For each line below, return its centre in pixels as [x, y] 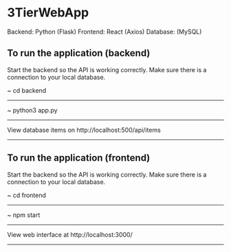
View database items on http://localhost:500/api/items [84, 130]
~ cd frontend [27, 195]
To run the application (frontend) [79, 158]
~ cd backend [27, 90]
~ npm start [24, 215]
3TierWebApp [48, 13]
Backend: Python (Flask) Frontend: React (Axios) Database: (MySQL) [104, 32]
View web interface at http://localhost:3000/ [70, 234]
